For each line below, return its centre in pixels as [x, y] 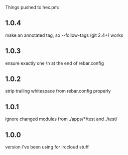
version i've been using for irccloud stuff [47, 147]
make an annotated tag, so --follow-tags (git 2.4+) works [64, 35]
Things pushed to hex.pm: [32, 7]
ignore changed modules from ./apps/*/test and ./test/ [61, 119]
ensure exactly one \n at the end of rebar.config [55, 63]
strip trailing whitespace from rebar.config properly [58, 91]
